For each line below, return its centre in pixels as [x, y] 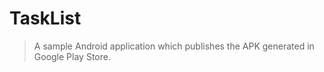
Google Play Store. [72, 56]
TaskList [45, 18]
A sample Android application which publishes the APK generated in [174, 46]
